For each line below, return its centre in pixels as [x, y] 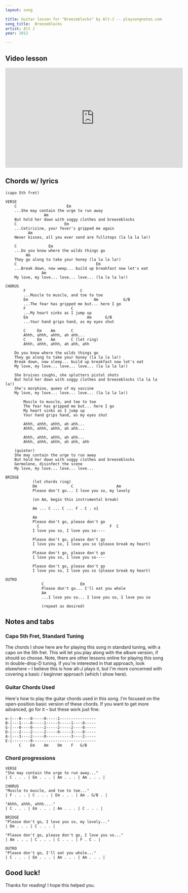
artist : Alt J [20, 28]
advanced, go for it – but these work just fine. [53, 709]
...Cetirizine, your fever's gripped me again [64, 228]
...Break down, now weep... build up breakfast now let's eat [81, 268]
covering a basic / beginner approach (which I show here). [66, 674]
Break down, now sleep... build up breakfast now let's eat [79, 362]
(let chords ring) [52, 482]
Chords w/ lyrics [32, 181]
